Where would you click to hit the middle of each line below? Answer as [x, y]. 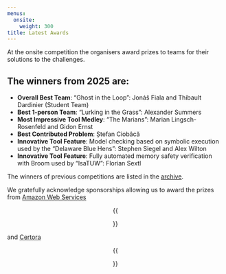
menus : [16, 13]
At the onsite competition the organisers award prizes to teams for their [108, 52]
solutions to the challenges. [46, 60]
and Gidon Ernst [70, 127]
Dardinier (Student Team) [53, 105]
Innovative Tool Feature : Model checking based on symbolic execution [118, 141]
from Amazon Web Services [47, 197]
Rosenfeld [31, 127]
